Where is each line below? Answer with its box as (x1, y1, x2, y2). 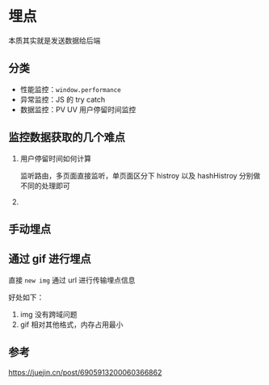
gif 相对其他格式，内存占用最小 (19, 320, 124, 329)
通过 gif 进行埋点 (8, 252, 91, 266)
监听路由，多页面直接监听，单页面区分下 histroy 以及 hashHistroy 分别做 (19, 170, 261, 180)
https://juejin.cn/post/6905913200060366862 (8, 367, 162, 377)
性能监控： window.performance (19, 84, 121, 94)
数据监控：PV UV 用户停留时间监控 (19, 104, 137, 114)
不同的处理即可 (19, 181, 70, 190)
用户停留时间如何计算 (19, 153, 91, 163)
